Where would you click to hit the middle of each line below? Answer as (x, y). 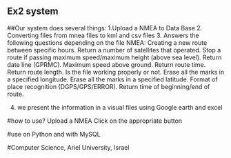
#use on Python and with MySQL (54, 134)
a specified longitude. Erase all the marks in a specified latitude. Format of (113, 79)
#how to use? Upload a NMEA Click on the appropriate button (95, 121)
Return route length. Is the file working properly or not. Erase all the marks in (116, 72)
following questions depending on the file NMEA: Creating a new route (107, 42)
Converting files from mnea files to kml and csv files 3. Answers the (103, 35)
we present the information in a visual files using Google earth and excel (120, 107)
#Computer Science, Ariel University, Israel (68, 147)
